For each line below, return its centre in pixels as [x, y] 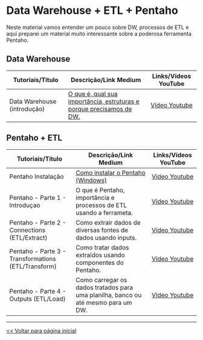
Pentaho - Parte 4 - [38, 291]
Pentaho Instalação [37, 176]
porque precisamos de [100, 109]
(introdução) [27, 109]
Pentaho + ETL [34, 138]
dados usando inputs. [106, 237]
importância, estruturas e [104, 101]
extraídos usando [100, 255]
